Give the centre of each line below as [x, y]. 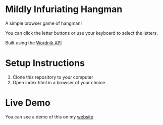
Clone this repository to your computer [53, 77]
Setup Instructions [45, 63]
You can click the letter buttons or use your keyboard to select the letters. [82, 33]
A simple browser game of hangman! [44, 23]
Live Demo [28, 103]
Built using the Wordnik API [34, 43]
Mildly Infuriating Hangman [64, 9]
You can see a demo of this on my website [49, 116]
